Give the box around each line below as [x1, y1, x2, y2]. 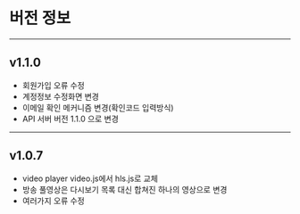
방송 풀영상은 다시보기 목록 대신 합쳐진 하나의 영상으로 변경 [21, 184, 228, 194]
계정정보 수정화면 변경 [21, 91, 100, 102]
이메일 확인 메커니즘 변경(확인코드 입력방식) [21, 102, 174, 112]
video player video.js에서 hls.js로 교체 [21, 173, 159, 184]
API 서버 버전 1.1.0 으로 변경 [21, 113, 119, 124]
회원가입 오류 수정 [21, 79, 85, 90]
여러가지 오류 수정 [21, 195, 85, 206]
